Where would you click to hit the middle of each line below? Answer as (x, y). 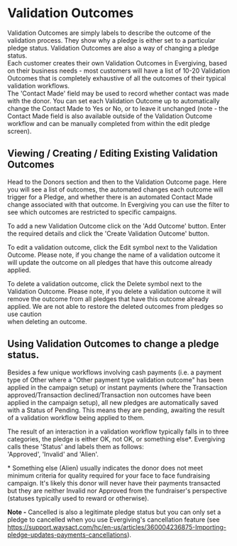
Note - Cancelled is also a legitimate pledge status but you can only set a (114, 512)
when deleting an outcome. (47, 321)
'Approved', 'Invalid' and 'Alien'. (53, 454)
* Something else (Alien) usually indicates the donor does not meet (105, 468)
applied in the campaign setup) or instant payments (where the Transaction (117, 387)
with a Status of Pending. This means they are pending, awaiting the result (116, 410)
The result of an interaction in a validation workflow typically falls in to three (118, 431)
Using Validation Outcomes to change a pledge (113, 344)
